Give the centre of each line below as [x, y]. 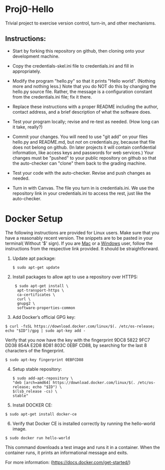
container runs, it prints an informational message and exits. [67, 452]
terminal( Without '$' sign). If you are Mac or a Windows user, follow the [79, 243]
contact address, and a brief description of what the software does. [82, 112]
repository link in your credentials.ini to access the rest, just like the [82, 193]
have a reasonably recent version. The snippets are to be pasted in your [79, 238]
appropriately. [27, 71]
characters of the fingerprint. [35, 350]
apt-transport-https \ [41, 290]
